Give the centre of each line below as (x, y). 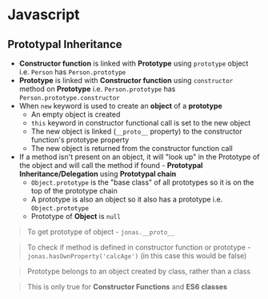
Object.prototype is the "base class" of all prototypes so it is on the (142, 182)
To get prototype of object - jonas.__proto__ (101, 232)
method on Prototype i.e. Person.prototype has (97, 89)
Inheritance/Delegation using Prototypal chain (98, 174)
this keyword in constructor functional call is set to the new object (141, 123)
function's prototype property (80, 140)
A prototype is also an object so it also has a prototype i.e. (127, 199)
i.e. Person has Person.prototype (72, 72)
